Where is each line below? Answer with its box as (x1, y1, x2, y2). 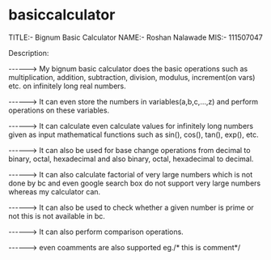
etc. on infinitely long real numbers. (8, 81, 127, 91)
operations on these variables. (8, 105, 110, 115)
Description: (8, 48, 49, 58)
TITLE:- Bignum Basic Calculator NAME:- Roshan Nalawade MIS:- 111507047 (8, 32, 263, 42)
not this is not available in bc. (8, 211, 105, 220)
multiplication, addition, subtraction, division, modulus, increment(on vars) (8, 72, 256, 82)
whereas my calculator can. (8, 186, 101, 196)
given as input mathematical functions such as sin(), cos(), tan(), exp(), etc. (8, 130, 259, 139)
